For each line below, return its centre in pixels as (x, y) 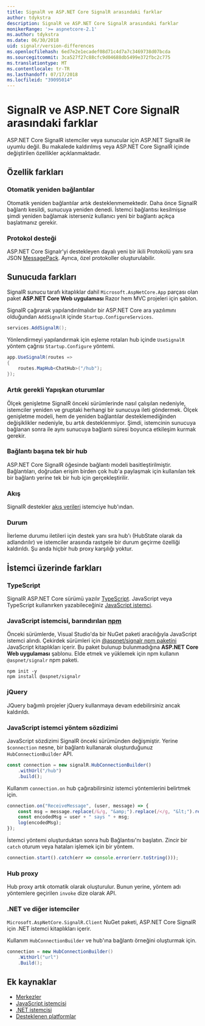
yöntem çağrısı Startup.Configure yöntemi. (61, 346)
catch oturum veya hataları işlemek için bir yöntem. (71, 847)
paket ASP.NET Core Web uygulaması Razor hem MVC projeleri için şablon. (102, 298)
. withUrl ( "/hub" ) (40, 771)
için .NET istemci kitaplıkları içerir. (49, 929)
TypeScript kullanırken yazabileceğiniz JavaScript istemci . (80, 605)
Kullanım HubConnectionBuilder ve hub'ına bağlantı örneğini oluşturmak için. (102, 941)
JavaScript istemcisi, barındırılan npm (64, 621)
